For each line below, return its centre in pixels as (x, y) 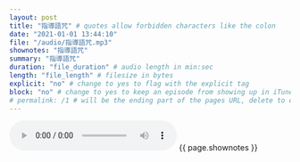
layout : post (33, 17)
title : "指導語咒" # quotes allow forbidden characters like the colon (143, 26)
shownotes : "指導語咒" (49, 51)
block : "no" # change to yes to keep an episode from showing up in (139, 92)
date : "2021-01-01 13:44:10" (63, 34)
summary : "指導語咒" (45, 59)
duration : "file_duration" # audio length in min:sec (112, 68)
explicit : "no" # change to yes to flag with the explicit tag (129, 84)
